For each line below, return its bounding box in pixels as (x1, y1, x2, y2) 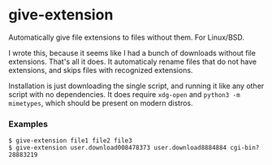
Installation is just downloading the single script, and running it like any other (8, 81, 265, 91)
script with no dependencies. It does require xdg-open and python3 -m (8, 89, 241, 99)
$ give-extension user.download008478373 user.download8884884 (8, 144, 227, 152)
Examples (8, 118, 49, 129)
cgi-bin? (230, 144, 260, 152)
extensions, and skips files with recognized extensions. (8, 65, 193, 74)
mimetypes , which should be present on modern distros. (8, 98, 193, 108)
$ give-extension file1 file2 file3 (8, 137, 132, 145)
